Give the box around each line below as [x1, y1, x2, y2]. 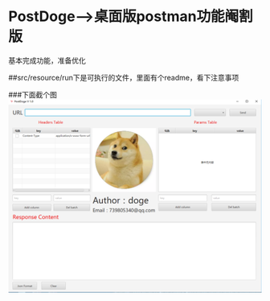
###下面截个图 [8, 89, 58, 99]
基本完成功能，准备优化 [8, 56, 86, 65]
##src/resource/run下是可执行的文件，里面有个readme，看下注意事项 [8, 72, 239, 82]
